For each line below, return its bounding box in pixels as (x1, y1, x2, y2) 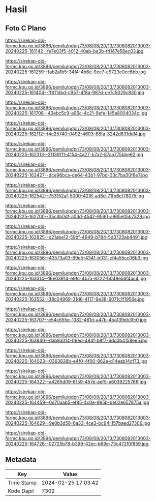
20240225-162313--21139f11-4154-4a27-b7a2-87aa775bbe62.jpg (5, 152, 143, 157)
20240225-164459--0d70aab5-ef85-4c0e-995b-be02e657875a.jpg (5, 399, 149, 405)
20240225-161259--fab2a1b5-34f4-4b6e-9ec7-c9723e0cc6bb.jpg (5, 69, 146, 75)
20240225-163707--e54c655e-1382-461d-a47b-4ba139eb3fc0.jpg (5, 317, 147, 322)
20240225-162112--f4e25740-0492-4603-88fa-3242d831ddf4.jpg (5, 131, 146, 137)
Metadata (5, 455, 37, 464)
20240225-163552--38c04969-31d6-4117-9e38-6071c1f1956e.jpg (5, 296, 145, 302)
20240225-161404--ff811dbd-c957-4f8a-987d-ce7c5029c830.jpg (5, 90, 145, 95)
